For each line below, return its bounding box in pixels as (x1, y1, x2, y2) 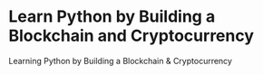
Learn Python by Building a (8, 6, 216, 27)
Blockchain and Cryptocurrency (8, 25, 255, 46)
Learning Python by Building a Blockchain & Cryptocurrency (8, 55, 233, 66)
